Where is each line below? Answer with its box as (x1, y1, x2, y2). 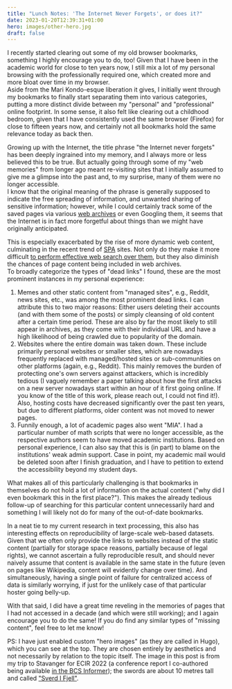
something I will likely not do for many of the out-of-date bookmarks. (7, 508, 204, 517)
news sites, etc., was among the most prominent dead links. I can (17, 296, 204, 304)
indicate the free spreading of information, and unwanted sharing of (7, 195, 201, 204)
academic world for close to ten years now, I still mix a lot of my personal (7, 63, 215, 72)
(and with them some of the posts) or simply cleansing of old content (17, 310, 215, 319)
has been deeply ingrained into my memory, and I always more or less (7, 151, 207, 159)
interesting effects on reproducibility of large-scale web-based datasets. (7, 529, 215, 538)
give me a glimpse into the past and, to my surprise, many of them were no (7, 173, 221, 181)
